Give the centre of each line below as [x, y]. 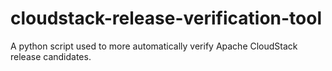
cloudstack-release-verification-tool [166, 18]
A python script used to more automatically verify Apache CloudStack [154, 46]
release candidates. [51, 56]
